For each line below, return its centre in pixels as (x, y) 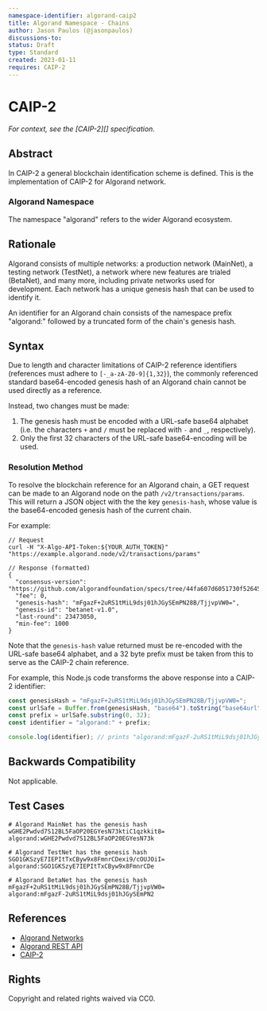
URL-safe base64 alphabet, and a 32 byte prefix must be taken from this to (131, 654)
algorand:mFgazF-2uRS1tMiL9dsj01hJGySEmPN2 (81, 894)
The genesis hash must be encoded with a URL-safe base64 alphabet (134, 422)
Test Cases (37, 806)
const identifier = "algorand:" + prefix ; (79, 723)
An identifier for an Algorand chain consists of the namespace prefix (120, 313)
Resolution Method (46, 468)
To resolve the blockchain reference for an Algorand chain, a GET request (129, 484)
